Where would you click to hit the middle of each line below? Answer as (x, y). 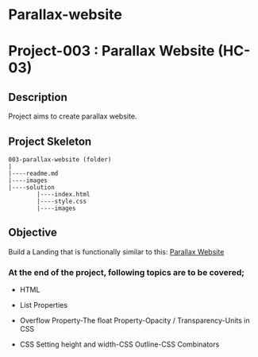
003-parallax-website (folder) (60, 160)
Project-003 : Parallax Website (112, 51)
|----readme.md (33, 173)
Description (38, 97)
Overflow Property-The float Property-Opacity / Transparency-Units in (135, 320)
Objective (33, 233)
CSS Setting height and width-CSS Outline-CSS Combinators (119, 344)
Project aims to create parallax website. (73, 116)
